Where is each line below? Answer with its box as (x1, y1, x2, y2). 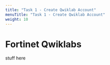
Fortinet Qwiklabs (5, 38, 82, 50)
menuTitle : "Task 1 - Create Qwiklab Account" (5, 12, 105, 17)
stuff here (5, 55, 26, 61)
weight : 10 (5, 17, 28, 22)
